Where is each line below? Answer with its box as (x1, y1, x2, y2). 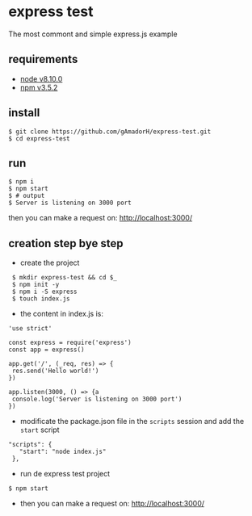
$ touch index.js (11, 295, 70, 303)
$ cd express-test (8, 134, 70, 143)
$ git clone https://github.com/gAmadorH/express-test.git (8, 128, 212, 136)
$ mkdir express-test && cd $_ (11, 274, 117, 282)
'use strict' (8, 325, 52, 333)
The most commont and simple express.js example (8, 29, 178, 39)
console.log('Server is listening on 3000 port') (11, 395, 183, 404)
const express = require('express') (8, 338, 132, 347)
